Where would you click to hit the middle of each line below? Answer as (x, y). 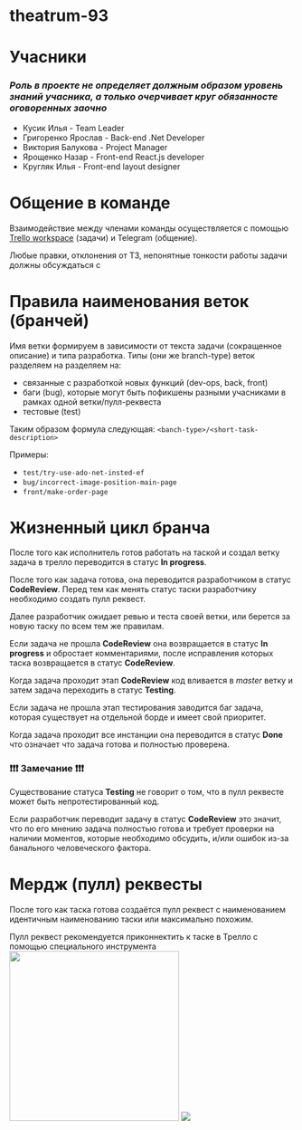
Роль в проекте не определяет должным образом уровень (146, 85)
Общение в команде (90, 202)
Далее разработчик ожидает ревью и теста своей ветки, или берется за (150, 617)
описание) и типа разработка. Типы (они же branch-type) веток (132, 355)
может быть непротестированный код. (85, 801)
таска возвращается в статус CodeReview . (93, 663)
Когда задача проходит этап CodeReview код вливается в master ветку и (151, 681)
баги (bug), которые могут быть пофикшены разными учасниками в (154, 392)
